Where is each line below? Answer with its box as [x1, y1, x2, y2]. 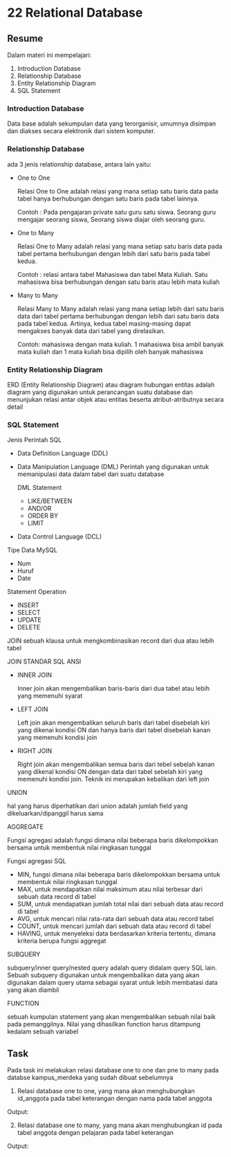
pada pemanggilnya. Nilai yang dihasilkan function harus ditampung [7, 1020, 201, 1029]
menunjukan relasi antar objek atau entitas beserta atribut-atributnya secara [7, 395, 224, 403]
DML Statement [17, 484, 62, 492]
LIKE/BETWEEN [27, 497, 73, 505]
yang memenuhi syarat [17, 692, 83, 700]
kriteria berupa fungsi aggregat [17, 937, 107, 945]
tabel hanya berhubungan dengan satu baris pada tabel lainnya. [17, 194, 199, 203]
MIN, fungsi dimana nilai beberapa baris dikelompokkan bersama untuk [17, 870, 221, 879]
